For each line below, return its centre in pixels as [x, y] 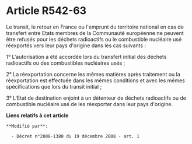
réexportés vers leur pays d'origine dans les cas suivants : [76, 45]
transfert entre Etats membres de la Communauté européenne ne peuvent [95, 33]
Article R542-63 [46, 11]
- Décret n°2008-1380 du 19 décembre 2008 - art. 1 [76, 136]
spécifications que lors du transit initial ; [54, 86]
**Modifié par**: [27, 126]
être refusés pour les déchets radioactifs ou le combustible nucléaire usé [94, 39]
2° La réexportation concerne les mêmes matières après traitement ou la [93, 74]
